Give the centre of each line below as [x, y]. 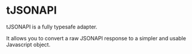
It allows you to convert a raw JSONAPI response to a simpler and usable [96, 38]
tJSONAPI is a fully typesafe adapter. [52, 27]
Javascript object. [28, 45]
